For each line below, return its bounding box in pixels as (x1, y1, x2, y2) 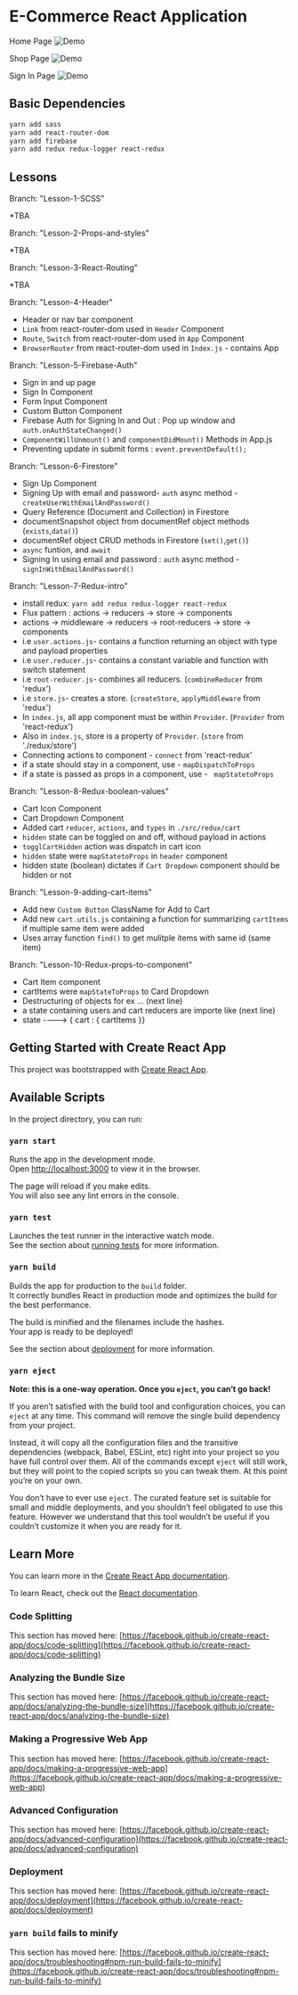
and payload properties (21, 645, 109, 657)
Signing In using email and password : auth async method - (21, 554, 240, 565)
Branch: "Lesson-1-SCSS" (9, 194, 105, 204)
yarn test (9, 1212, 52, 1222)
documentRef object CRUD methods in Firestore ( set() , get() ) (21, 535, 249, 546)
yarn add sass (9, 120, 62, 128)
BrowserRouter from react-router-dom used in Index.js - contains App (21, 343, 279, 353)
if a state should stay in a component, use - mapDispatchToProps (21, 759, 255, 770)
